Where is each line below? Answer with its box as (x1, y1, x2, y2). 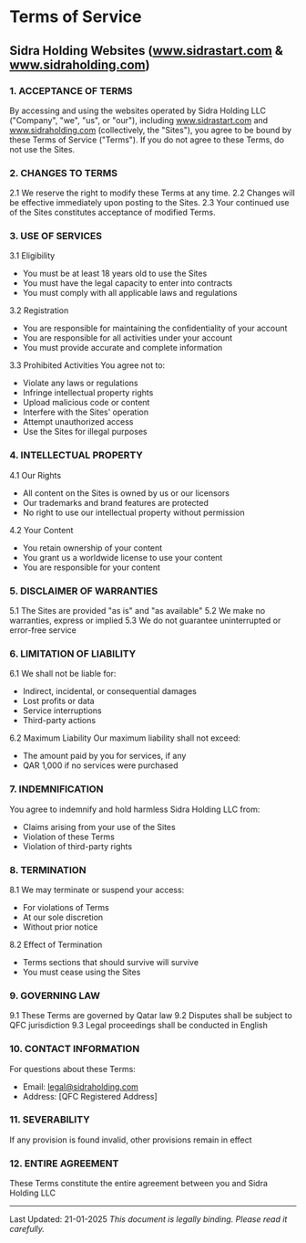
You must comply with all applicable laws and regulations (22, 288, 238, 299)
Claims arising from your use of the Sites (22, 821, 176, 832)
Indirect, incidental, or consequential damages (22, 686, 198, 697)
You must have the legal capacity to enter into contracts (22, 278, 233, 289)
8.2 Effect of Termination (9, 939, 103, 950)
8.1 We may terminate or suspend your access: (9, 884, 185, 895)
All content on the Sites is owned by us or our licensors (22, 487, 230, 499)
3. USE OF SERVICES (9, 230, 103, 243)
